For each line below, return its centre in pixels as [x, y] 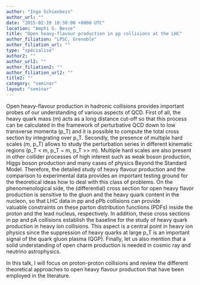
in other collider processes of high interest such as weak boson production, [99, 156]
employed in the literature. [38, 275]
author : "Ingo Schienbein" [40, 12]
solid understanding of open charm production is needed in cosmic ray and [99, 245]
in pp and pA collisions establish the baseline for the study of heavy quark [97, 220]
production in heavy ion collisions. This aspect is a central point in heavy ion [100, 226]
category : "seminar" [32, 84]
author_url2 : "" [26, 61]
